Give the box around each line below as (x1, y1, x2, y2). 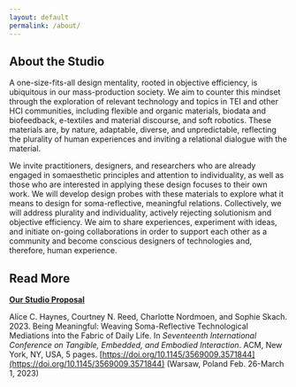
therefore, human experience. (9, 245, 118, 256)
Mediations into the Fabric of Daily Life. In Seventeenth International (9, 330, 257, 341)
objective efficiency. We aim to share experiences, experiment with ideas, (9, 217, 277, 228)
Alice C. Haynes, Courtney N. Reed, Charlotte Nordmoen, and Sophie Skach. (9, 312, 288, 322)
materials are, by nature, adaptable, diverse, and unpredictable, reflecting (9, 125, 277, 135)
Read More (9, 271, 71, 286)
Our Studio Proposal (9, 294, 86, 306)
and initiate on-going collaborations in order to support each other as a (9, 227, 268, 237)
